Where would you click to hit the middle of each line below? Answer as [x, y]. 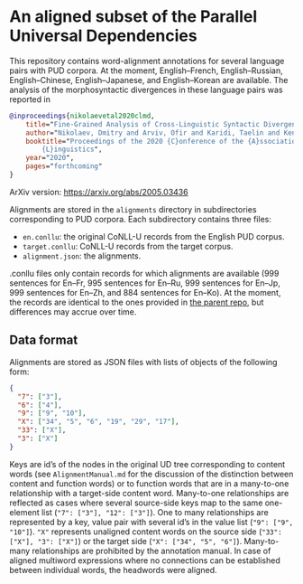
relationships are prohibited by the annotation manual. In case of [151, 551]
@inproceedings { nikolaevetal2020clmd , [82, 116]
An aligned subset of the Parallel [133, 17]
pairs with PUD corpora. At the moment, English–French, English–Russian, [146, 71]
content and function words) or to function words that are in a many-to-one [149, 483]
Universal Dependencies [103, 36]
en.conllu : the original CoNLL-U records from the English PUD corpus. [153, 236]
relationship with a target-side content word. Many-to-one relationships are [149, 493]
